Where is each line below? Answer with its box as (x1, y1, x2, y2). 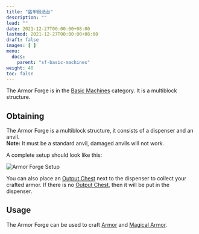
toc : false (6, 71, 34, 77)
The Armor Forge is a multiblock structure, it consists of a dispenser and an (6, 127, 194, 134)
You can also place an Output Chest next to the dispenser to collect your (6, 175, 187, 182)
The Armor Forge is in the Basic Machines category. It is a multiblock (6, 87, 177, 94)
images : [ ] (6, 43, 36, 49)
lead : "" (6, 20, 28, 26)
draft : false (6, 37, 39, 43)
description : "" (6, 14, 47, 21)
